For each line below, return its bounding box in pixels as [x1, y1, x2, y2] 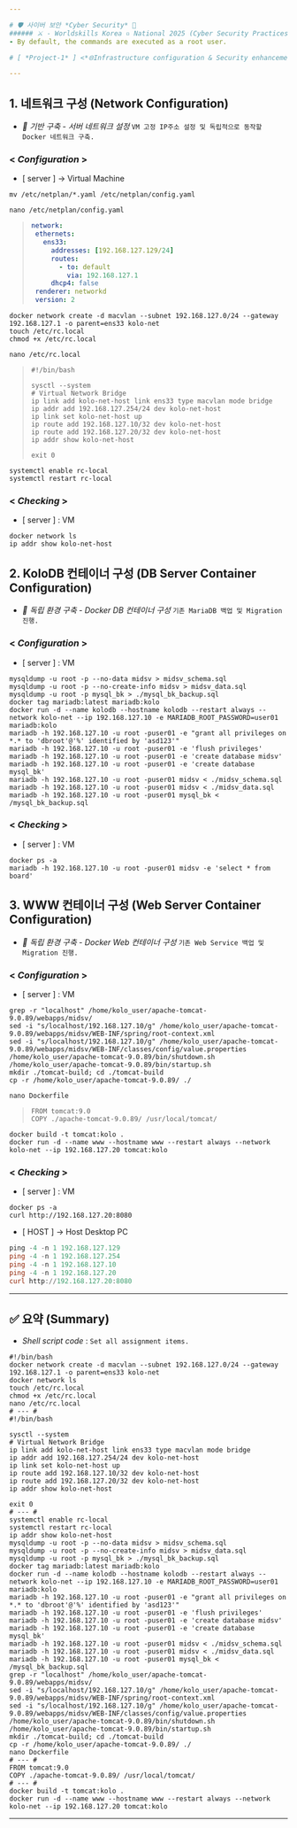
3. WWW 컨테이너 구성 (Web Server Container [9, 898, 262, 913]
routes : [50, 254, 80, 263]
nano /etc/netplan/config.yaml [9, 205, 125, 215]
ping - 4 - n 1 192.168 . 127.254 [9, 1252, 121, 1261]
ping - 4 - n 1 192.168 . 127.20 [9, 1268, 117, 1277]
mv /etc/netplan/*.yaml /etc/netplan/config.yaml [9, 190, 196, 199]
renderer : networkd [34, 287, 107, 297]
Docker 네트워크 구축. [21, 133, 95, 142]
